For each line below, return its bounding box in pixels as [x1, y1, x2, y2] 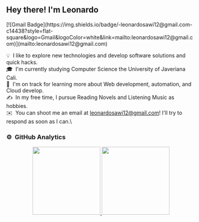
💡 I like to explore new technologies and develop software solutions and [6, 51, 186, 59]
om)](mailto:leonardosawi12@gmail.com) [6, 40, 108, 47]
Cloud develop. [6, 87, 44, 94]
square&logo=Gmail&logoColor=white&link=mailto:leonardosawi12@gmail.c [6, 33, 194, 41]
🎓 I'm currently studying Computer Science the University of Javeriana [6, 65, 186, 72]
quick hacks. [6, 59, 38, 66]
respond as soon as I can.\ [6, 118, 72, 125]
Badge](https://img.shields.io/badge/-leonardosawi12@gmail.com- [26, 21, 193, 28]
